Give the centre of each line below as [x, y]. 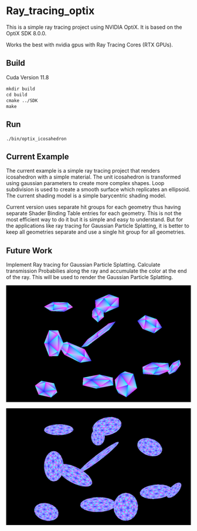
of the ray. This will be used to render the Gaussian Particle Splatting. [90, 277]
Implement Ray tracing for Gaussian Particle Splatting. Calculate [83, 265]
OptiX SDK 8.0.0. [26, 33]
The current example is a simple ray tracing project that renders [83, 171]
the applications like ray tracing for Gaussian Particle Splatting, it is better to [98, 226]
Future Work [29, 251]
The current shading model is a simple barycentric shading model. [86, 196]
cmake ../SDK [22, 100]
